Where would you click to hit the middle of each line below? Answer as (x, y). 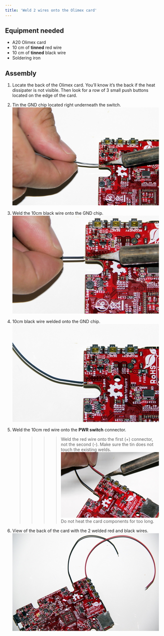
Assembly (21, 73)
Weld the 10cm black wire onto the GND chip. (58, 213)
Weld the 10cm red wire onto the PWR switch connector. (69, 430)
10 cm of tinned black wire (39, 53)
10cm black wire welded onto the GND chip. (56, 322)
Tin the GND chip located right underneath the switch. (66, 105)
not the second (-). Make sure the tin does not (107, 445)
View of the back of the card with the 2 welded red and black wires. (80, 531)
